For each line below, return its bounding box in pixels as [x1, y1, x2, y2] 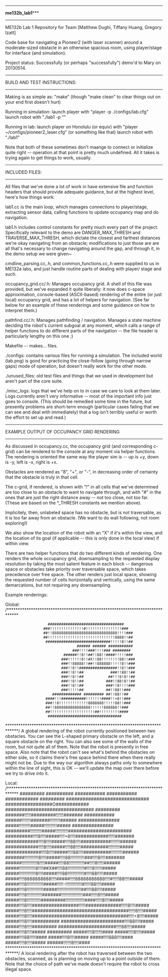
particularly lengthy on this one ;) [5, 333, 73, 339]
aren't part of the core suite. [5, 378, 63, 384]
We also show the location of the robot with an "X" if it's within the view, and [5, 530, 162, 536]
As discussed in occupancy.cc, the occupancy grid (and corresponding [5, 443, 152, 449]
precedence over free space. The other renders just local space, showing [5, 572, 156, 577]
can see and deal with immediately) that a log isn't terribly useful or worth [5, 409, 157, 415]
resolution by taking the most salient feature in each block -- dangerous [5, 561, 153, 567]
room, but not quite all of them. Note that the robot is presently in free [5, 744, 148, 750]
